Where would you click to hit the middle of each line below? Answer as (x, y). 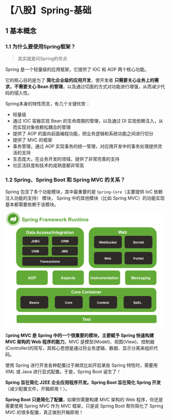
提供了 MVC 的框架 (32, 140)
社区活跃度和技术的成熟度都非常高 (48, 165)
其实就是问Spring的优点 (42, 58)
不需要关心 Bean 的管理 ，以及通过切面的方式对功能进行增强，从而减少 (87, 86)
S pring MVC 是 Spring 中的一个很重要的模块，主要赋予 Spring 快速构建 (80, 335)
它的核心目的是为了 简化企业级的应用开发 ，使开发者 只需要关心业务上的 (80, 80)
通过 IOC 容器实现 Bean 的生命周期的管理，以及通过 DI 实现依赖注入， (86, 121)
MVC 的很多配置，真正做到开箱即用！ (44, 412)
